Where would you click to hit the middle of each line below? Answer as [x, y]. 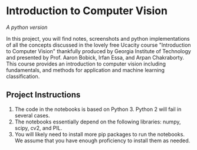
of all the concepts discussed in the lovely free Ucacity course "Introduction [98, 45]
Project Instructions [43, 95]
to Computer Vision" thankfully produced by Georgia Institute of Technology [99, 51]
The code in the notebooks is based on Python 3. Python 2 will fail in [98, 109]
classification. [23, 76]
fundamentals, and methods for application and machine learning [86, 70]
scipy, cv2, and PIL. [38, 128]
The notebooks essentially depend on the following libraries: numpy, [98, 122]
